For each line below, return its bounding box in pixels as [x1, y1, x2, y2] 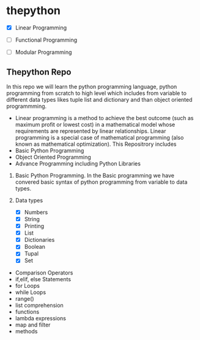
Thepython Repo [6, 67, 72, 77]
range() [15, 295, 35, 303]
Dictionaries [24, 236, 55, 244]
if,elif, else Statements [15, 276, 72, 283]
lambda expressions [15, 315, 66, 322]
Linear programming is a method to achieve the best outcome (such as [15, 114, 194, 121]
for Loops [15, 282, 40, 290]
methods [15, 328, 38, 335]
